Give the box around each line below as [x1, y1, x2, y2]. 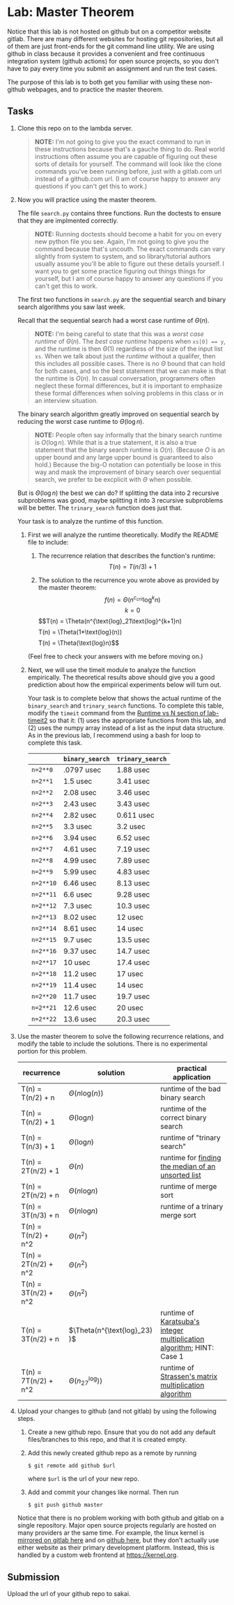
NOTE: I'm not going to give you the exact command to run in [34, 137, 211, 146]
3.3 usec [63, 822, 93, 832]
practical [176, 1064, 208, 1074]
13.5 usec [116, 935, 150, 945]
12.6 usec [63, 1003, 97, 1013]
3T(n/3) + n [20, 1210, 60, 1220]
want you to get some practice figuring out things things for [34, 266, 206, 275]
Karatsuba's [159, 1317, 200, 1327]
